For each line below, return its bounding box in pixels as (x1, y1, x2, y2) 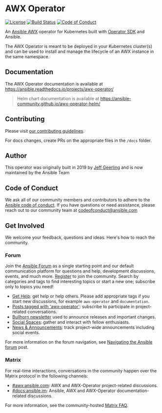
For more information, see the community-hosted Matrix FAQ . (5, 402, 128, 408)
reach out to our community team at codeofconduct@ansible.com (5, 207, 138, 213)
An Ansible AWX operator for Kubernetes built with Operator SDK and (5, 28, 145, 34)
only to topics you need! (5, 284, 54, 290)
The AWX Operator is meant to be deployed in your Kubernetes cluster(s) (5, 43, 153, 49)
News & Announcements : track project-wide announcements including (12, 324, 155, 330)
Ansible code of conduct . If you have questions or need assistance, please (5, 202, 155, 208)
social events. (12, 330, 40, 336)
